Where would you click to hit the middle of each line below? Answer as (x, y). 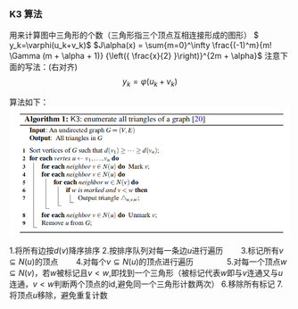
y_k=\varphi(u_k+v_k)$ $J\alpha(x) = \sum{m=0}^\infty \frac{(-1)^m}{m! (141, 46)
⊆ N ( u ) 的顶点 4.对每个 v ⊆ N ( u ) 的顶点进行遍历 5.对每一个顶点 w (148, 262)
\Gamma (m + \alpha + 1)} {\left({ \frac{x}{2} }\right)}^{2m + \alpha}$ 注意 (145, 56)
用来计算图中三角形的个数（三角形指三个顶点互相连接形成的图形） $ (134, 35)
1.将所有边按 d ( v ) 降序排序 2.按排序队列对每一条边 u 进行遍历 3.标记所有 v (146, 250)
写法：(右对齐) (51, 67)
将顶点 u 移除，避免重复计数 (59, 295)
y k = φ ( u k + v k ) (150, 83)
